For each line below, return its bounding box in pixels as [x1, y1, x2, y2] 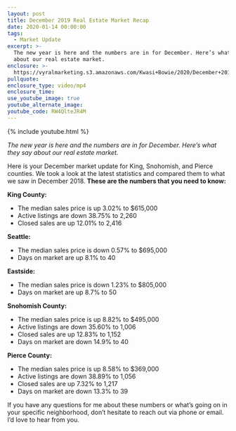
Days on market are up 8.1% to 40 [17, 253, 116, 261]
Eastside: [7, 267, 35, 275]
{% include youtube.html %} [7, 127, 89, 135]
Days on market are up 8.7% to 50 [17, 288, 117, 296]
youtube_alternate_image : [7, 102, 83, 109]
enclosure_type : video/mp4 [7, 82, 86, 89]
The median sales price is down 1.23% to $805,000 [17, 280, 167, 289]
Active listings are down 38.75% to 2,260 [17, 211, 137, 219]
